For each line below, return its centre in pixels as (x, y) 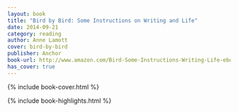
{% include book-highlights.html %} (59, 101)
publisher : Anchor (34, 54)
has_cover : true (31, 67)
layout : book (27, 14)
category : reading (34, 34)
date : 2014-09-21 (33, 27)
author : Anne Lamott (38, 40)
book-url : (22, 60)
